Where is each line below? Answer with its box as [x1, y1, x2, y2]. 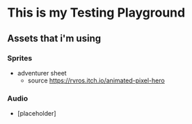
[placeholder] [17, 109, 57, 118]
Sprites [7, 53, 33, 63]
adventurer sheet [17, 69, 67, 77]
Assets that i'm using [7, 33, 102, 44]
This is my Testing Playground [7, 5, 186, 21]
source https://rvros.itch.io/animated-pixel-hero [27, 76, 165, 85]
